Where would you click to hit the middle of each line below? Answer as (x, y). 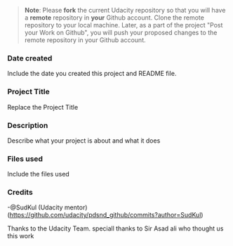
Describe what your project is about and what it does (84, 141)
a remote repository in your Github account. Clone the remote (114, 18)
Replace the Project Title (43, 107)
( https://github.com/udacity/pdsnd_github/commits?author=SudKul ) (105, 215)
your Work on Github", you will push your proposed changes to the (121, 32)
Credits (20, 193)
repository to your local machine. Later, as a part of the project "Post (124, 25)
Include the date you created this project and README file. (92, 74)
